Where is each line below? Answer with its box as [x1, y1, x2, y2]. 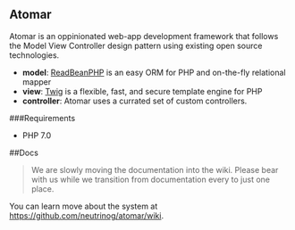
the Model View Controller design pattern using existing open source [9, 40, 263, 51]
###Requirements [9, 112, 76, 123]
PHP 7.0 [21, 129, 52, 141]
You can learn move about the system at [9, 201, 158, 211]
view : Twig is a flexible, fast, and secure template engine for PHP [21, 86, 263, 96]
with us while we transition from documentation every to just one [30, 174, 271, 185]
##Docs [9, 147, 38, 158]
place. [30, 183, 55, 194]
